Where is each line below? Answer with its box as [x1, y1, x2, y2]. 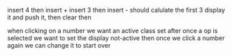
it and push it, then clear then [7, 13, 92, 21]
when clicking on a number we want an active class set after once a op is [7, 27, 218, 35]
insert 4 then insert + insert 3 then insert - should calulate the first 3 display [7, 6, 226, 14]
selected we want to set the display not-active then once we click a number [7, 34, 225, 42]
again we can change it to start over [7, 41, 111, 49]
